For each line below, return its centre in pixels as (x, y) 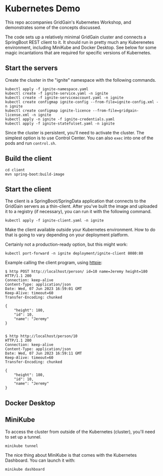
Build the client (28, 159)
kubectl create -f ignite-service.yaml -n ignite (57, 93)
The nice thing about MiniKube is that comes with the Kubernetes (71, 455)
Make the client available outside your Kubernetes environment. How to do (80, 230)
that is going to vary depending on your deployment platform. (67, 235)
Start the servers (31, 68)
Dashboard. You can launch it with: (40, 460)
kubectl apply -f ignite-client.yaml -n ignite (55, 221)
